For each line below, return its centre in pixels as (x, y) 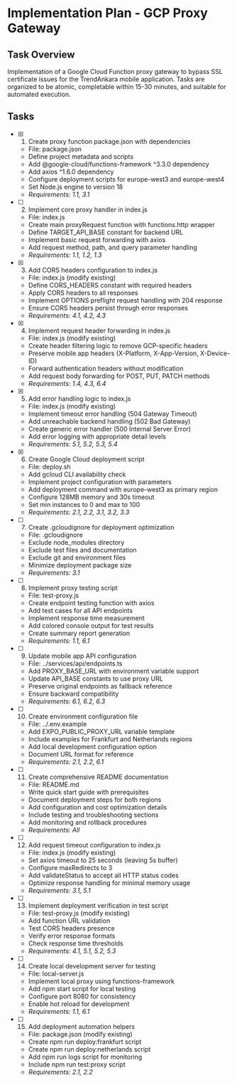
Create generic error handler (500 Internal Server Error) (110, 429)
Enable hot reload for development (79, 1004)
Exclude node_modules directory (76, 542)
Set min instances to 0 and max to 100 (84, 504)
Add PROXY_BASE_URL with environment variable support (114, 671)
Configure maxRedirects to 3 (70, 867)
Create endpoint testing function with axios (91, 602)
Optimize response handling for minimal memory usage (109, 883)
